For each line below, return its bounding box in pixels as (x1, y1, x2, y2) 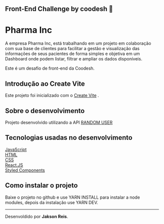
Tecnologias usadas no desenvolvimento (5, 133, 133, 142)
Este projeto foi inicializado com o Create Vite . (5, 93, 99, 98)
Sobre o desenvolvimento (5, 107, 85, 115)
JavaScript (5, 147, 27, 152)
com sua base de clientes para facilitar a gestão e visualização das (5, 46, 140, 52)
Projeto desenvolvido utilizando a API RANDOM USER (5, 119, 113, 125)
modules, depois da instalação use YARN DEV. (5, 199, 99, 205)
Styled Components (5, 167, 45, 173)
